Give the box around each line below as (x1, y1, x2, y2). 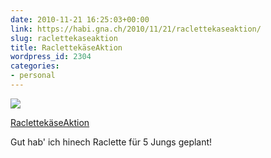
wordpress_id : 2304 (10, 52, 92, 62)
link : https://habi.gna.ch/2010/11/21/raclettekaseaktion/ (10, 24, 262, 34)
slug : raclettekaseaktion (10, 33, 118, 43)
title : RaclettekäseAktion (10, 42, 123, 53)
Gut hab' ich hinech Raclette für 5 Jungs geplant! (10, 136, 213, 148)
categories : (10, 61, 60, 71)
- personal (10, 71, 56, 81)
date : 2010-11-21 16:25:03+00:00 (10, 14, 150, 25)
